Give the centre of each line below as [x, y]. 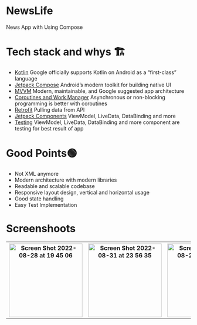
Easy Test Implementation [46, 205]
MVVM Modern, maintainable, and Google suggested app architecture [99, 91]
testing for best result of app [49, 128]
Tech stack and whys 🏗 [66, 52]
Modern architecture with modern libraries [66, 180]
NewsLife [30, 11]
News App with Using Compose [45, 27]
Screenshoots [41, 229]
